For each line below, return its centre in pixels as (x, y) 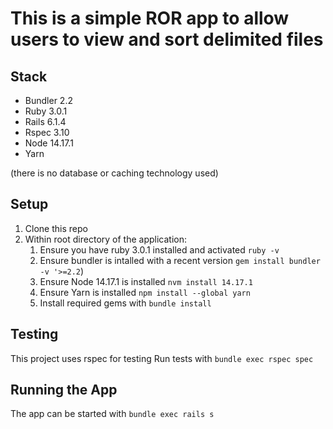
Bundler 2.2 (48, 100)
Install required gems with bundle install (125, 303)
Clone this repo (56, 228)
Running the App (64, 390)
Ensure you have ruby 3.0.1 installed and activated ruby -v (159, 249)
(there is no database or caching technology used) (114, 173)
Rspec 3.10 (47, 132)
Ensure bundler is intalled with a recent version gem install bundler (180, 260)
